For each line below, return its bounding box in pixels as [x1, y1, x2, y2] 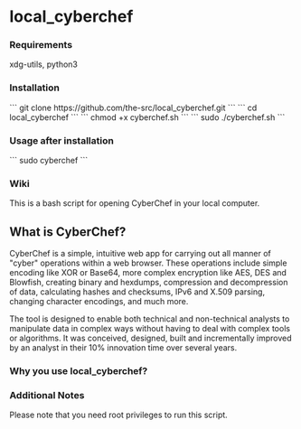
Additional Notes [9, 389, 85, 402]
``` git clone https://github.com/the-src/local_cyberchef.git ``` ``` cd [9, 102, 258, 113]
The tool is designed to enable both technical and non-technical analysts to [9, 313, 290, 324]
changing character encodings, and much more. [9, 296, 189, 307]
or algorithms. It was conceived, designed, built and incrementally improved [9, 332, 292, 344]
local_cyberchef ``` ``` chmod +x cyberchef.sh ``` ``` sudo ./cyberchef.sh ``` [9, 111, 286, 123]
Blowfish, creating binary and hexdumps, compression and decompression [9, 277, 288, 288]
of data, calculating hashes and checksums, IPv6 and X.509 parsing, [9, 286, 265, 297]
